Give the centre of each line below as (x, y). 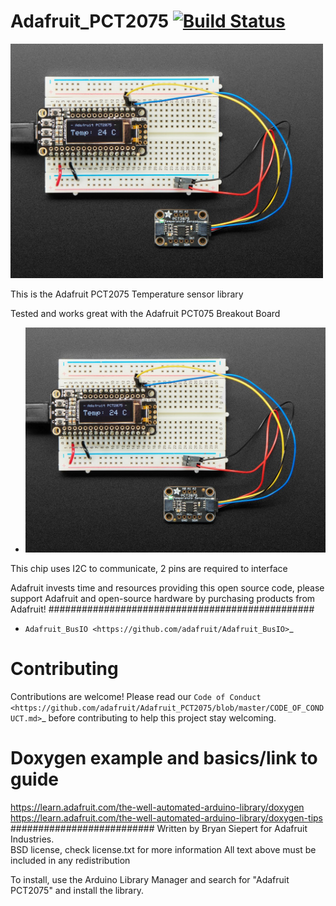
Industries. (32, 839)
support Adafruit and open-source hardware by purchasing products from (163, 599)
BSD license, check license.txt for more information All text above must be (163, 849)
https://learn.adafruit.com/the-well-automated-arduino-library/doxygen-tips (166, 817)
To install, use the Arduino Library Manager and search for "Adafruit (150, 879)
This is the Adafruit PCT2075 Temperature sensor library (127, 294)
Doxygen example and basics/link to (164, 758)
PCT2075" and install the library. (77, 890)
